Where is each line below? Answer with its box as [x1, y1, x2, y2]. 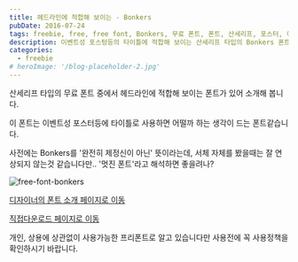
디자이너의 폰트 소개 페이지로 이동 [9, 194, 126, 204]
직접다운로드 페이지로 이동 [9, 213, 100, 224]
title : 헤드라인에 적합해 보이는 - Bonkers [9, 12, 153, 22]
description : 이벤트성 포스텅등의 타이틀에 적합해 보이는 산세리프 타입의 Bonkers [9, 37, 275, 47]
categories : [9, 46, 53, 55]
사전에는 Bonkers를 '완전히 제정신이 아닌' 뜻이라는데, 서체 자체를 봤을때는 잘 [9, 147, 273, 158]
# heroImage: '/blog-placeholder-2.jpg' [9, 63, 161, 72]
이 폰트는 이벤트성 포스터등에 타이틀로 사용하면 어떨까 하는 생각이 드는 [9, 117, 251, 128]
